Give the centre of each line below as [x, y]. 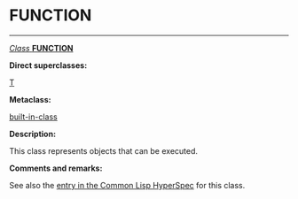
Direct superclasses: [48, 65]
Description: [32, 134]
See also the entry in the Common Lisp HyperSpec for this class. [127, 185]
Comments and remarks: [56, 168]
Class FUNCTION [41, 48]
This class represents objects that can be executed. [103, 150]
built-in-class [33, 117]
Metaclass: [30, 99]
